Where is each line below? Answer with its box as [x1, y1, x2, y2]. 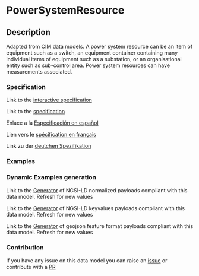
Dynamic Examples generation [6, 173, 97, 182]
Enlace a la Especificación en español [6, 119, 99, 126]
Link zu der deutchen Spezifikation [6, 142, 91, 150]
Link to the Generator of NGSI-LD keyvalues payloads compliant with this [6, 204, 185, 211]
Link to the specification [6, 108, 65, 115]
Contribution [6, 243, 44, 252]
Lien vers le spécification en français [6, 131, 96, 138]
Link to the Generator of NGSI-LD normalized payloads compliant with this [6, 186, 188, 193]
